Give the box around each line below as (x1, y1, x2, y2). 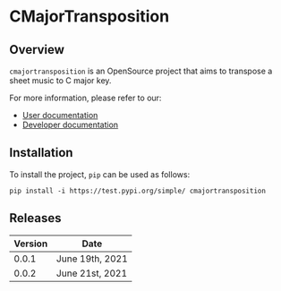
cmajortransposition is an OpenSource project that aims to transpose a (9, 65, 273, 76)
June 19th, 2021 (56, 252, 128, 265)
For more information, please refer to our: (9, 92, 162, 103)
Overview (9, 42, 65, 57)
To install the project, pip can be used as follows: (9, 168, 191, 180)
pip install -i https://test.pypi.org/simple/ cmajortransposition (9, 186, 267, 195)
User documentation (21, 110, 98, 120)
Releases (9, 210, 62, 226)
